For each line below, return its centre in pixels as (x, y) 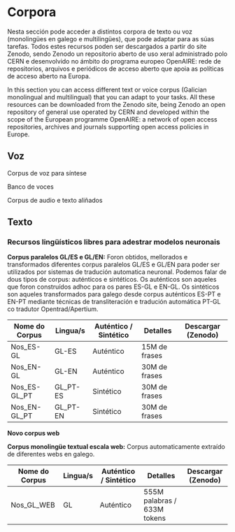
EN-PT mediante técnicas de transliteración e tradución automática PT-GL (114, 302)
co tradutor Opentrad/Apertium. (53, 309)
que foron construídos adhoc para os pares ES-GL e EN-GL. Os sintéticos (113, 287)
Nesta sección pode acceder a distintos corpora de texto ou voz (100, 31)
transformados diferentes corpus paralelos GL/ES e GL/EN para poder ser (114, 265)
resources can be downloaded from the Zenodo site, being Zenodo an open (116, 104)
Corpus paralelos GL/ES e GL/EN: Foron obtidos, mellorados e (98, 257)
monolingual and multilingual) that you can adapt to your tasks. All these (111, 97)
